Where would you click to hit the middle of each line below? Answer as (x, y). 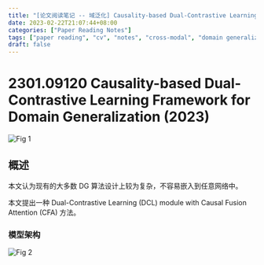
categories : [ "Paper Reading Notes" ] (70, 30)
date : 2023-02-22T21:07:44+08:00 (63, 23)
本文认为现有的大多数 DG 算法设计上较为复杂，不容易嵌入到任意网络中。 (125, 186)
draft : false (29, 45)
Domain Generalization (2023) (109, 117)
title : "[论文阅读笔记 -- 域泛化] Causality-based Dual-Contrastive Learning (133, 15)
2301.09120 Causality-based (105, 84)
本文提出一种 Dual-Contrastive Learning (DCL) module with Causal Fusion (128, 202)
